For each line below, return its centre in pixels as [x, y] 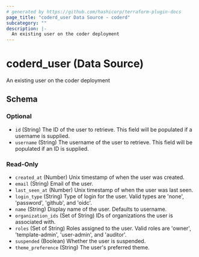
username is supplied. [42, 136]
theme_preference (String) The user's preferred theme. [82, 247]
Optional [19, 116]
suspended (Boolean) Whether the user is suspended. [80, 241]
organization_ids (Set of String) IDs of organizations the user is [94, 216]
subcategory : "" [26, 23]
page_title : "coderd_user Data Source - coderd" [68, 17]
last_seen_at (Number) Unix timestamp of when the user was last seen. [104, 190]
